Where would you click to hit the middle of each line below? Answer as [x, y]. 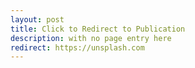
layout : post [37, 19]
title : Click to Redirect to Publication [98, 29]
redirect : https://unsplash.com [77, 47]
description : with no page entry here [91, 38]
